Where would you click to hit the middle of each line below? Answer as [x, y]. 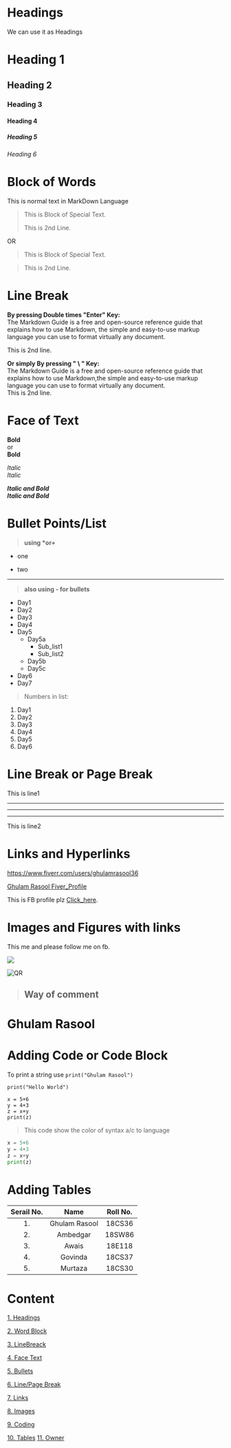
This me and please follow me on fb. [58, 946]
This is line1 [23, 793]
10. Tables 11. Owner [36, 1438]
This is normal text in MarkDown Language [68, 201]
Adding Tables [49, 1190]
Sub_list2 [51, 653]
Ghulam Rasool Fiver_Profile [47, 886]
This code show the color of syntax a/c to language [97, 1130]
